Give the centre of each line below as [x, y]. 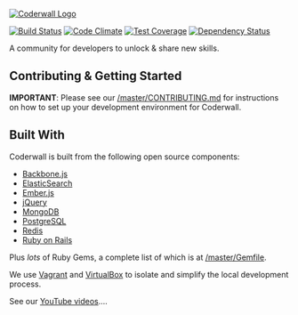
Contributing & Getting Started [96, 76]
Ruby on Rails [47, 239]
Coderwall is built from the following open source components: [125, 157]
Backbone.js [45, 174]
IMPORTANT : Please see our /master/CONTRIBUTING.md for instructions [144, 97]
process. [25, 284]
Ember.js [38, 192]
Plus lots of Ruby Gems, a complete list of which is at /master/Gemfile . [138, 257]
